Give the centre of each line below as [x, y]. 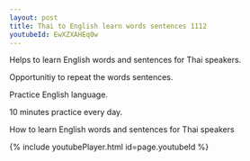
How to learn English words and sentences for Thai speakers [122, 130]
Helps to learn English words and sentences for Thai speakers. [125, 60]
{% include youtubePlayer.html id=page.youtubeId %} [109, 147]
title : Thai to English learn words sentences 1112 [108, 26]
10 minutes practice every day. [66, 112]
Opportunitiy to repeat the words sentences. [91, 77]
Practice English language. [58, 94]
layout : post [34, 18]
